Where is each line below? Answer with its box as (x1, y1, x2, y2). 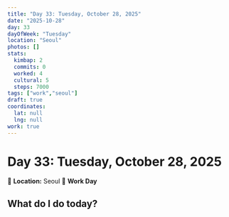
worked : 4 (14, 70, 43, 77)
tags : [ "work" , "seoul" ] (7, 90, 78, 97)
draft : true (7, 97, 43, 104)
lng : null (14, 116, 43, 123)
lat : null (14, 110, 43, 117)
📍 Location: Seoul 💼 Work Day (7, 177, 97, 186)
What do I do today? (7, 197, 98, 210)
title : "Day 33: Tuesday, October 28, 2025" (7, 10, 142, 18)
